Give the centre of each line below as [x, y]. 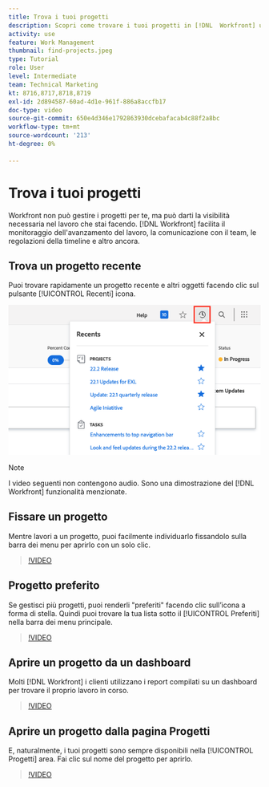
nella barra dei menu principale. [61, 622]
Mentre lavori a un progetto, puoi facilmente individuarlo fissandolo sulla [127, 536]
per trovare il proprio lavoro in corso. [69, 691]
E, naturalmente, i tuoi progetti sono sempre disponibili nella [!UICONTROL [131, 751]
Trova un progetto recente [75, 266]
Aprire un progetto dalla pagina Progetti [109, 731]
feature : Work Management [51, 43]
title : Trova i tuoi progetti [59, 17]
